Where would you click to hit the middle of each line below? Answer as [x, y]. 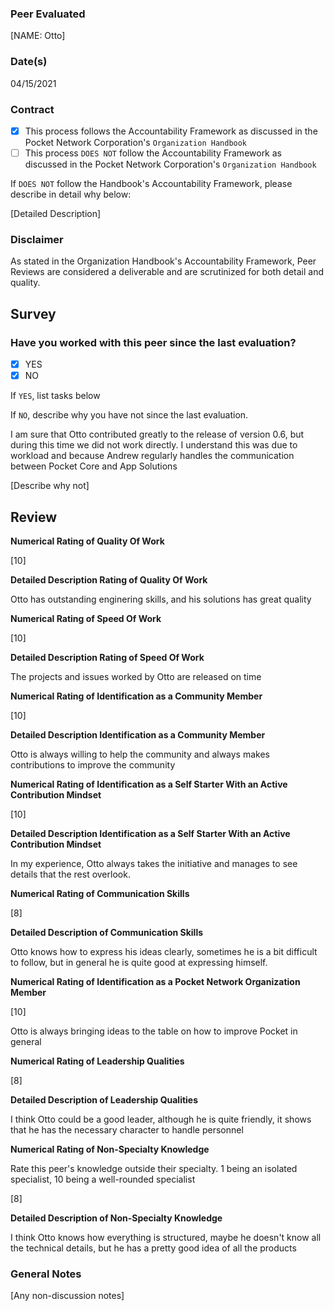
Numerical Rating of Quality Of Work [87, 541]
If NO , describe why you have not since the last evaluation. [129, 415]
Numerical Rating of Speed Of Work [86, 618]
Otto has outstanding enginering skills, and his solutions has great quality [161, 599]
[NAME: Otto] [38, 36]
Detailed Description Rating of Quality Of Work [109, 579]
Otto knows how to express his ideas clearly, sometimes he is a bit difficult [164, 951]
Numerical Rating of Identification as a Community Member [136, 696]
